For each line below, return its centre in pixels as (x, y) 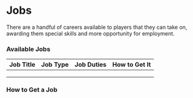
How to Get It (132, 65)
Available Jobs (28, 49)
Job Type (55, 65)
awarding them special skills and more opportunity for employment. (90, 33)
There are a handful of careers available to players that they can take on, (97, 27)
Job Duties (91, 65)
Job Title (22, 65)
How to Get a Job (32, 90)
